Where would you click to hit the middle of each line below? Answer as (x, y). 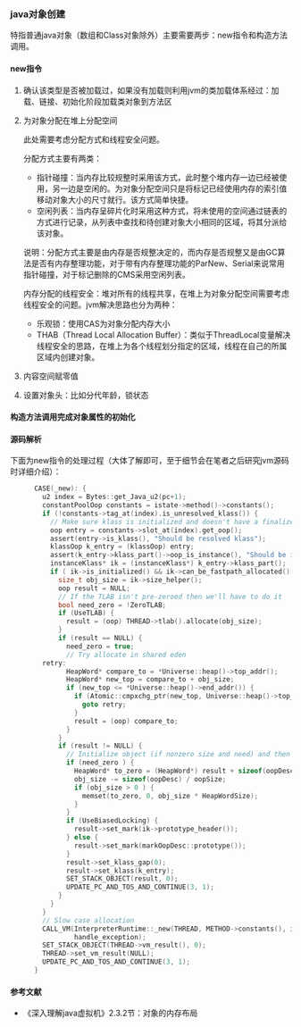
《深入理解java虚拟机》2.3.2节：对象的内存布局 (110, 1013)
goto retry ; (104, 705)
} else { (83, 838)
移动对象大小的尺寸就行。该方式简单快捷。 (115, 199)
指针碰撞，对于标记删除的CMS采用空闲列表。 (106, 274)
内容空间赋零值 (50, 376)
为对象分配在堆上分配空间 (70, 120)
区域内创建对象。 (68, 357)
